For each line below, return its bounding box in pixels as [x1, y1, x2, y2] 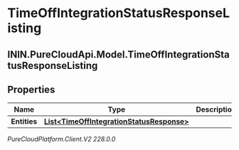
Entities [11, 117, 38, 127]
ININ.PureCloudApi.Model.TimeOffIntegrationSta [7, 48, 230, 60]
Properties [7, 83, 55, 95]
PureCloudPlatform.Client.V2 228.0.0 [7, 135, 116, 144]
